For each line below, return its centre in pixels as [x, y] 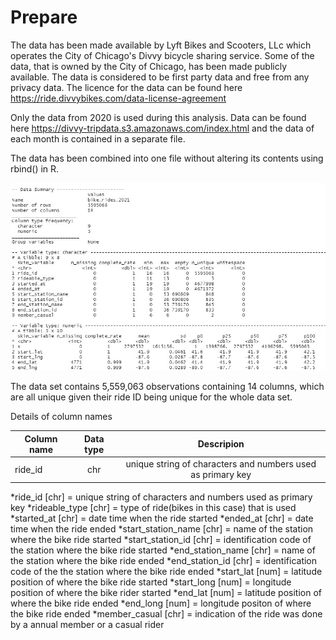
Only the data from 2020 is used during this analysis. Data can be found [158, 117]
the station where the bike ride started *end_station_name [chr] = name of [163, 550]
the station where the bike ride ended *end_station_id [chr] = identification [164, 560]
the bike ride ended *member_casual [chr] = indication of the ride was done [166, 613]
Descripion [221, 444]
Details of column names [61, 417]
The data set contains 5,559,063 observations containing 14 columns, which [167, 387]
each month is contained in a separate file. [98, 138]
